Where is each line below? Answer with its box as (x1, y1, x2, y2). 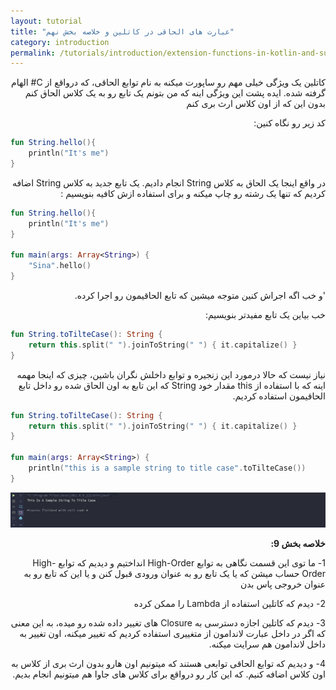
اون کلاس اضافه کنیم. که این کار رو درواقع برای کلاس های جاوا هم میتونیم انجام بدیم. (12, 668, 326, 680)
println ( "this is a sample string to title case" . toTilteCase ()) (28, 463, 307, 473)
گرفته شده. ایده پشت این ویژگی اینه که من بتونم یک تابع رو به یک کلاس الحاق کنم (24, 87, 326, 99)
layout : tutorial (10, 16, 83, 26)
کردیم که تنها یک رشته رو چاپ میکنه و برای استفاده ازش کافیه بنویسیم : (60, 187, 326, 199)
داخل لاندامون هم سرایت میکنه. (208, 638, 326, 650)
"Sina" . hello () (28, 261, 92, 271)
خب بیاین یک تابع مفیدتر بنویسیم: (204, 309, 326, 320)
